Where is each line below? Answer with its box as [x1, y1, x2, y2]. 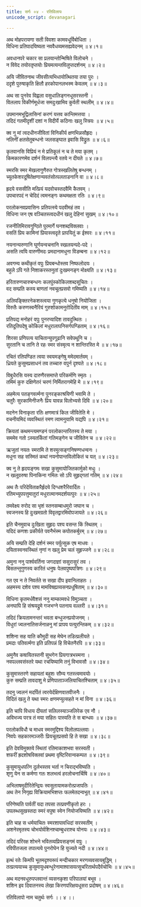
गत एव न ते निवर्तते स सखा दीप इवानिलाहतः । [6, 576, 92, 584]
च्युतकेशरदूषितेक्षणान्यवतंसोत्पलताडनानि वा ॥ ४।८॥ [6, 173, 103, 180]
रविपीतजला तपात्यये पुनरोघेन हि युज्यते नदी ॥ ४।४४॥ [6, 844, 108, 852]
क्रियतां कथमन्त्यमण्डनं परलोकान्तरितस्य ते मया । [6, 427, 98, 434]
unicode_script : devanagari [6, 14, 76, 20]
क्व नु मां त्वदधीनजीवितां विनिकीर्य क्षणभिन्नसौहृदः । [6, 129, 98, 136]
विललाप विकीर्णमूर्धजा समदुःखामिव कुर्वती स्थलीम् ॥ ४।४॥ [6, 98, 114, 106]
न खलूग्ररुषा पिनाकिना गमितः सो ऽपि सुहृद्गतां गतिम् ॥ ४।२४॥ [6, 471, 123, 479]
